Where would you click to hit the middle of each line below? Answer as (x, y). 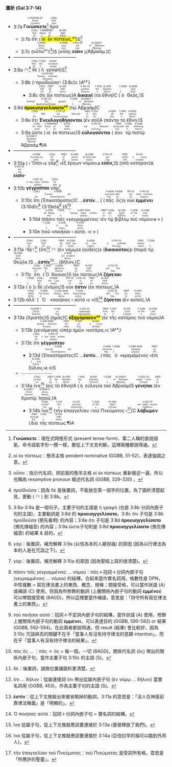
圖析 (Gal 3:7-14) (24, 8)
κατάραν (140, 163)
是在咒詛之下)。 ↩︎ (46, 550)
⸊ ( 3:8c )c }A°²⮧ (75, 82)
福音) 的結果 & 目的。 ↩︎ (38, 533)
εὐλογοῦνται (96, 132)
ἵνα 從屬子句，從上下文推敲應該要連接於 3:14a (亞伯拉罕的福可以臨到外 (88, 735)
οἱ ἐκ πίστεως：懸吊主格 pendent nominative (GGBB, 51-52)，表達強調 (87, 456)
